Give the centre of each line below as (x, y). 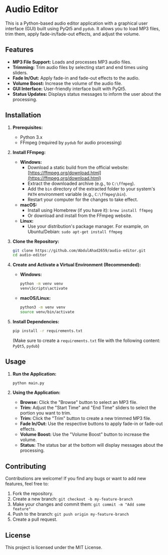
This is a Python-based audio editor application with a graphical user (76, 23)
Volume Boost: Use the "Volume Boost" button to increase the (85, 435)
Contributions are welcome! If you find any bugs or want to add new (76, 478)
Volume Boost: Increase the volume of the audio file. (67, 83)
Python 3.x (31, 137)
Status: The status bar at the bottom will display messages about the (92, 445)
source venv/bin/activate (47, 312)
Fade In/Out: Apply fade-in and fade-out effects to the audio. (76, 78)
